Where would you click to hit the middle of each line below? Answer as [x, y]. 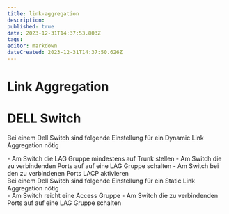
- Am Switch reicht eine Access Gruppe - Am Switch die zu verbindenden [113, 196]
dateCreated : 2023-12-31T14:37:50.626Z [65, 53]
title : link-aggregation [43, 14]
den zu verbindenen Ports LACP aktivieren [68, 173]
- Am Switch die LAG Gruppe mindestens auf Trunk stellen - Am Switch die [114, 158]
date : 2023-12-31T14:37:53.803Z [54, 33]
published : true [31, 26]
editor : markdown [32, 46]
